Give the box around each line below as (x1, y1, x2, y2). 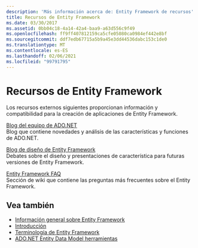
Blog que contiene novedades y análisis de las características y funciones (6, 128, 188, 135)
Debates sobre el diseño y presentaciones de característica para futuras (6, 153, 185, 160)
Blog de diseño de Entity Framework (6, 146, 96, 153)
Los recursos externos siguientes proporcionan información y (6, 104, 159, 111)
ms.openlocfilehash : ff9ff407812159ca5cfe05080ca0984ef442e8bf (6, 31, 167, 37)
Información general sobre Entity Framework (14, 216, 125, 224)
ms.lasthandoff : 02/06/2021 (6, 53, 77, 59)
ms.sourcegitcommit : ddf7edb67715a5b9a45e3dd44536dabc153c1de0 (6, 36, 167, 42)
